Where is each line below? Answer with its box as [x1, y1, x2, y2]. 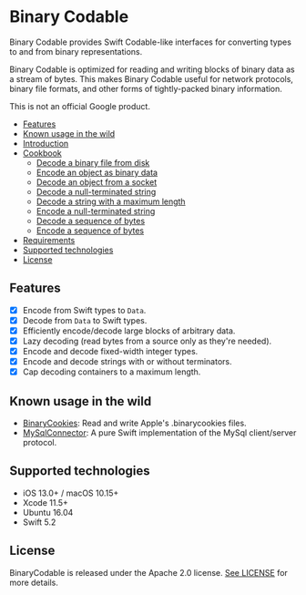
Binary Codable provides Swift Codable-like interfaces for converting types [9, 36, 291, 47]
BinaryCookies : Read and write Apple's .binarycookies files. [22, 417, 248, 428]
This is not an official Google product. [9, 100, 150, 111]
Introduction [22, 138, 69, 149]
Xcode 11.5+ [22, 497, 68, 508]
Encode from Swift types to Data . [22, 304, 147, 315]
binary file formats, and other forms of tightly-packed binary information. [9, 83, 282, 94]
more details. [9, 577, 59, 588]
